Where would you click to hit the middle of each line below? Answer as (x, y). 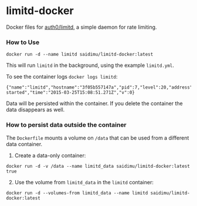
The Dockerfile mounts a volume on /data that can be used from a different (98, 138)
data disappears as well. (35, 110)
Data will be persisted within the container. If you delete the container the (94, 103)
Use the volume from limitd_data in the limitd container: (84, 182)
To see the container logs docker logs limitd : (62, 77)
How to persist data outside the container (67, 125)
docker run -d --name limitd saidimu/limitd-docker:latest (80, 55)
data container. (24, 144)
